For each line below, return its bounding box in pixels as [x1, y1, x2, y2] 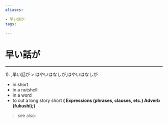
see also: [17, 112, 36, 118]
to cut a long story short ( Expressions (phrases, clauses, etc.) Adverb [12, 97, 160, 103]
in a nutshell [12, 87, 37, 93]
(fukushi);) [12, 103, 35, 109]
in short [12, 81, 28, 88]
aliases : [5, 7, 23, 13]
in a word [12, 92, 32, 98]
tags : [5, 21, 16, 27]
